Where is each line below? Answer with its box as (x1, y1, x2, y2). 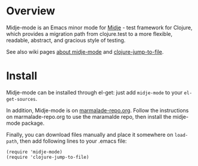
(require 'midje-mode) (6, 149, 63, 155)
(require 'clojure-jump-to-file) (6, 154, 89, 160)
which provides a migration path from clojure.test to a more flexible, (6, 30, 173, 37)
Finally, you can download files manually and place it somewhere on (6, 131, 174, 138)
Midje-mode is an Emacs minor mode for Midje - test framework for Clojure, (6, 24, 193, 31)
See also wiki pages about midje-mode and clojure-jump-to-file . (6, 48, 164, 55)
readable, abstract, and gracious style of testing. (6, 36, 126, 44)
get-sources (6, 96, 36, 102)
